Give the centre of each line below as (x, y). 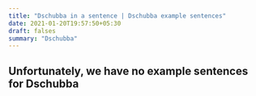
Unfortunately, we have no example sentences (128, 71)
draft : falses (32, 31)
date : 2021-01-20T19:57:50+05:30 (65, 23)
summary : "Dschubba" (43, 38)
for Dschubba (44, 83)
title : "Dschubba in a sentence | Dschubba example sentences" (117, 16)
